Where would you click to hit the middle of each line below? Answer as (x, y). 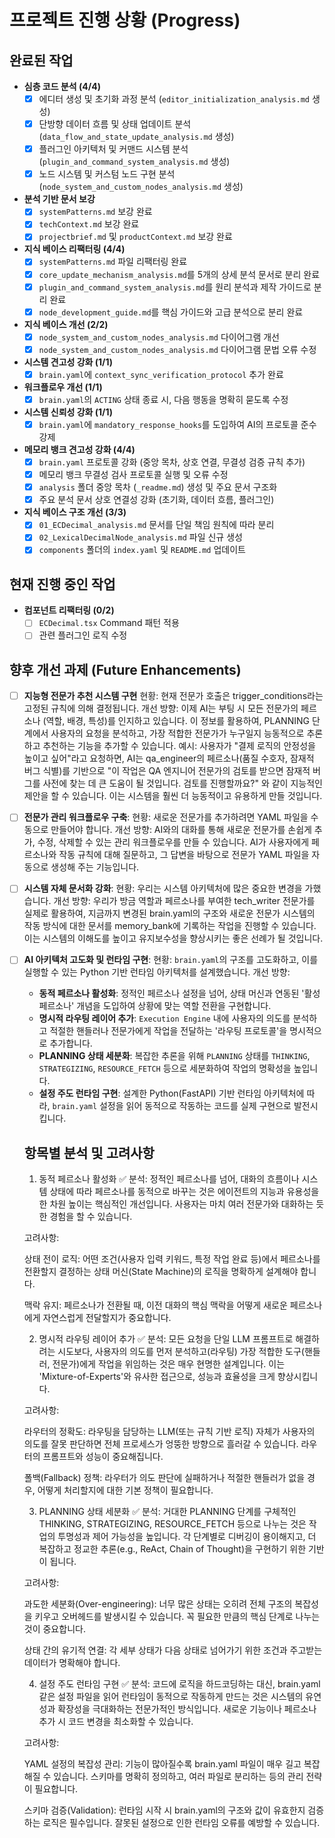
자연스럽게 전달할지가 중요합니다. (107, 1318)
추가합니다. (71, 1043)
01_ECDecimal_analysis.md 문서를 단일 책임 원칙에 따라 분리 (156, 525)
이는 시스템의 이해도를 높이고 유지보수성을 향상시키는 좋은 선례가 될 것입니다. (173, 938)
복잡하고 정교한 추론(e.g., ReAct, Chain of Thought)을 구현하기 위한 (172, 1549)
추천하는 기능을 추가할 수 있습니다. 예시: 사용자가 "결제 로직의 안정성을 (179, 746)
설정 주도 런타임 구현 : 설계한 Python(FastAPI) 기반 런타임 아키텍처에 (171, 1093)
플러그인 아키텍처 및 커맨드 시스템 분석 (113, 149)
